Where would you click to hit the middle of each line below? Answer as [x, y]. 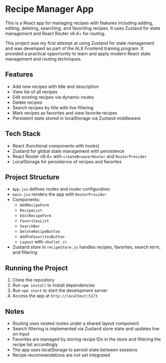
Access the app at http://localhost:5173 [55, 296]
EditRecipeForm [35, 216]
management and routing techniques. [43, 59]
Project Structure [32, 177]
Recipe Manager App [49, 9]
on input [21, 334]
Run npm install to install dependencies [54, 285]
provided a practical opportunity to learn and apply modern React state [78, 54]
